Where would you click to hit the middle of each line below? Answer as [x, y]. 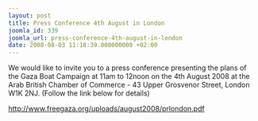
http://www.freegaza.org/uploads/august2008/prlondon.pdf [106, 109]
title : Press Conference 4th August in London [87, 23]
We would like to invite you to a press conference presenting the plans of [127, 68]
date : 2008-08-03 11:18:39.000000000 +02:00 [83, 45]
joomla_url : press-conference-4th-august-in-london [95, 38]
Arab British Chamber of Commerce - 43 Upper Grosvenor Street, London [129, 85]
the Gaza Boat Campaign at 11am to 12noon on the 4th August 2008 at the [129, 76]
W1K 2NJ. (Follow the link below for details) [79, 93]
